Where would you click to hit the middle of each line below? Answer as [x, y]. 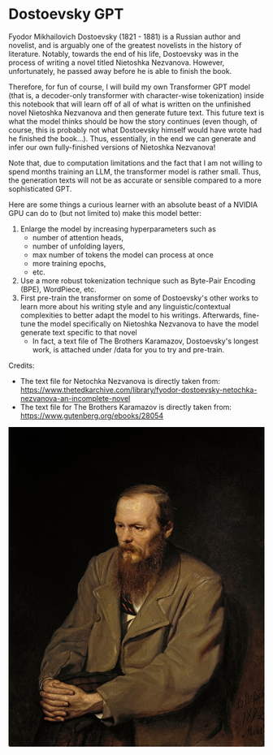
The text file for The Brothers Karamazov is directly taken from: [126, 407]
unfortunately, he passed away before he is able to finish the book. [120, 71]
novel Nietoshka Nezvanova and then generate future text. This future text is [136, 112]
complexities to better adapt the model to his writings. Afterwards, [131, 315]
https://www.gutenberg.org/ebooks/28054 [92, 416]
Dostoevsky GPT [66, 14]
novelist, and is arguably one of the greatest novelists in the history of [125, 45]
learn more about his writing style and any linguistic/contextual [126, 306]
